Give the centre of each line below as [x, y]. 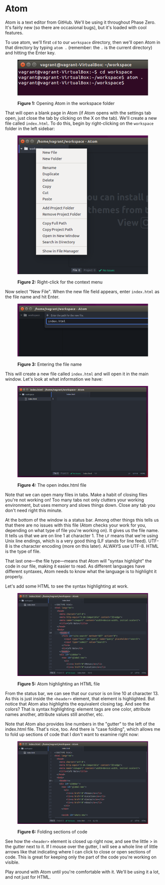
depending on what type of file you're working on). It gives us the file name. [82, 530]
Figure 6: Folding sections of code [52, 832]
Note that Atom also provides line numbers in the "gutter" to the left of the [80, 724]
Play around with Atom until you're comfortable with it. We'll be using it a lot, [82, 872]
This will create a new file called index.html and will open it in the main [77, 374]
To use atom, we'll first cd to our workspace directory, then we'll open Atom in [83, 42]
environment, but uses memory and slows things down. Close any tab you [80, 505]
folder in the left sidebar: [30, 129]
